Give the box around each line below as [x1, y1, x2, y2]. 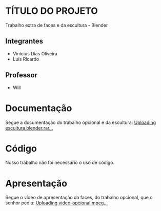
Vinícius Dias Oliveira [12, 50, 57, 56]
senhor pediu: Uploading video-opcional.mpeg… [5, 200, 108, 206]
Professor [5, 71, 37, 79]
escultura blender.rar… [5, 124, 53, 131]
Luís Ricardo [12, 56, 39, 62]
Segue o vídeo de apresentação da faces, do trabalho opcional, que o [5, 195, 153, 201]
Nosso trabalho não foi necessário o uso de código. [5, 159, 115, 166]
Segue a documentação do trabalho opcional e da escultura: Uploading [5, 119, 156, 125]
